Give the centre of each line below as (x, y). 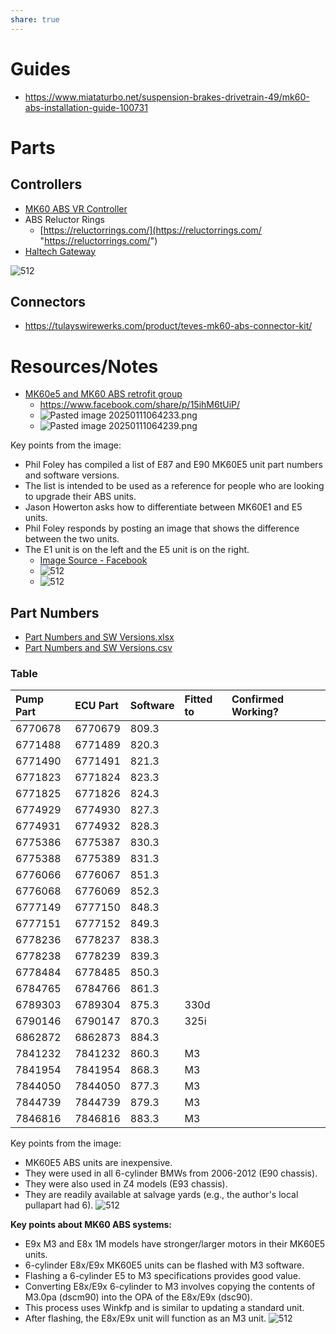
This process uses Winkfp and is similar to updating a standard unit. (164, 1308)
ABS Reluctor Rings (64, 219)
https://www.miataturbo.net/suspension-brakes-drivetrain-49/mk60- (167, 97)
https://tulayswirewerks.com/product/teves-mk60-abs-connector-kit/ (168, 326)
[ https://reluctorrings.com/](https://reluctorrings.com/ (150, 230)
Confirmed (258, 699)
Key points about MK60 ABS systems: (91, 1225)
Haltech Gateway (60, 251)
